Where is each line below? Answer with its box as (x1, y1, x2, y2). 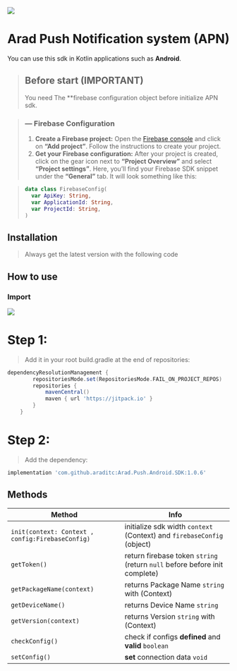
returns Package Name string (124, 579, 224, 589)
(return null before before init (124, 560, 224, 569)
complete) (124, 568, 159, 578)
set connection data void (124, 652, 208, 662)
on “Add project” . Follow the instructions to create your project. (35, 142, 221, 151)
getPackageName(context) (11, 585, 95, 593)
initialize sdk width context (124, 521, 213, 531)
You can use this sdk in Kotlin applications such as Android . (7, 54, 182, 63)
